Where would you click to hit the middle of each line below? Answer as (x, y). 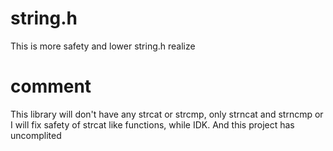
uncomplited (36, 135)
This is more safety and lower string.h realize (103, 46)
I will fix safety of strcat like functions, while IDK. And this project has (152, 124)
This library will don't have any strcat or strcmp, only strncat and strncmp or (167, 114)
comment (51, 86)
